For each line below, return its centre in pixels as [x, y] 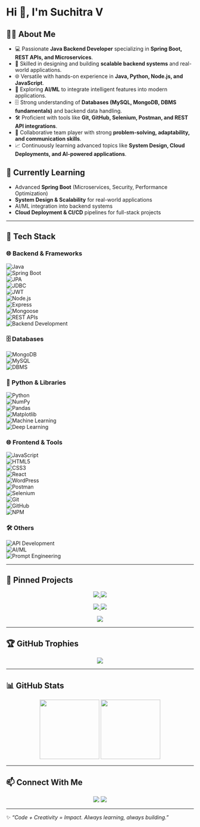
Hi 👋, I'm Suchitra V [55, 12]
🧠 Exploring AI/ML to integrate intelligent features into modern [91, 89]
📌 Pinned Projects [40, 580]
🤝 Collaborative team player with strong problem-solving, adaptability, [102, 132]
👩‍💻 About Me [31, 34]
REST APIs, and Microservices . [54, 57]
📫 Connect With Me [45, 782]
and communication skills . [48, 139]
